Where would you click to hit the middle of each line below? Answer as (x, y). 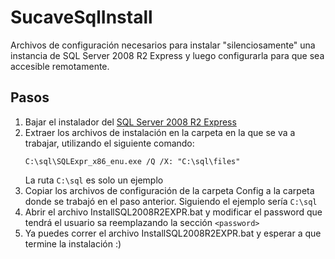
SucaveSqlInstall (81, 17)
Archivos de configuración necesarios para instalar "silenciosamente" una (163, 45)
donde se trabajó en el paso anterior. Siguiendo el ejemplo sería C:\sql (171, 201)
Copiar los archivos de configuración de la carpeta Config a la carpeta (169, 190)
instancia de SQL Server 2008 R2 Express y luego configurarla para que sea (167, 55)
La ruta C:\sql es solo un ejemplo (94, 180)
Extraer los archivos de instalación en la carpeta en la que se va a (160, 132)
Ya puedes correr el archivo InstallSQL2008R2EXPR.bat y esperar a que (173, 233)
